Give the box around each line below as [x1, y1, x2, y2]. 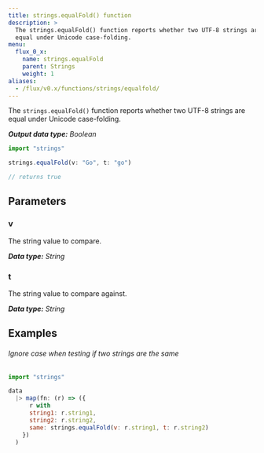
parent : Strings [22, 63, 76, 71]
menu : [8, 41, 26, 49]
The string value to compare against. [8, 288, 127, 298]
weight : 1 [22, 70, 55, 78]
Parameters [8, 195, 67, 208]
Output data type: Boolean [8, 130, 97, 139]
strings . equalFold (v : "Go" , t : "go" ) [8, 159, 132, 167]
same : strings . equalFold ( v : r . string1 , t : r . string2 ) [28, 423, 210, 432]
